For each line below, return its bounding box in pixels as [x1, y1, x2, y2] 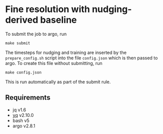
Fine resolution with [5, 4, 90, 15]
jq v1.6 [12, 107, 26, 113]
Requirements [5, 93, 50, 102]
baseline [40, 14, 77, 26]
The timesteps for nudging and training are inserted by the [5, 49, 127, 55]
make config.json [5, 70, 42, 75]
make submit [5, 40, 30, 46]
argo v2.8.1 [12, 122, 35, 129]
